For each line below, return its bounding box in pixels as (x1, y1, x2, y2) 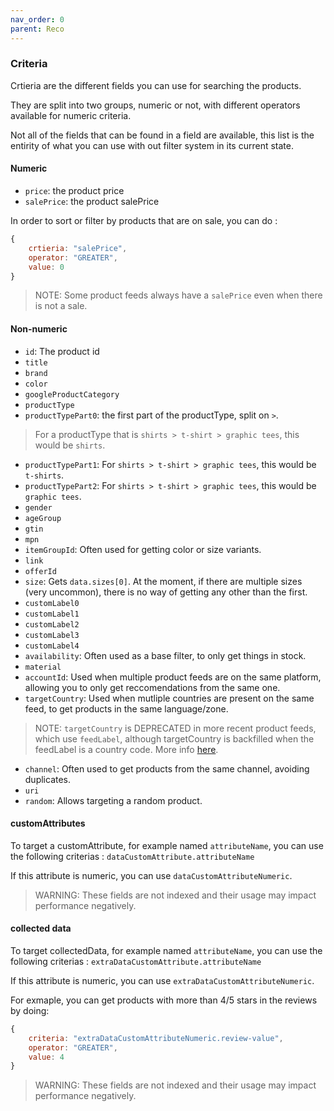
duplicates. (24, 773, 72, 785)
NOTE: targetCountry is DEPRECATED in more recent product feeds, (34, 722, 317, 734)
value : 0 (28, 262, 65, 272)
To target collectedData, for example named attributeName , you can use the (10, 944, 323, 956)
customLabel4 (24, 641, 80, 651)
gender (24, 502, 53, 513)
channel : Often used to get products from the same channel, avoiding (24, 762, 310, 775)
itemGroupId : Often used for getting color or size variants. (24, 543, 262, 555)
